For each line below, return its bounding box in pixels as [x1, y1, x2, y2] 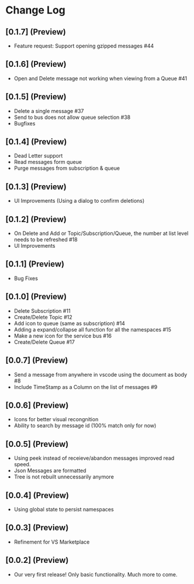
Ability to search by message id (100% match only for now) [13, 422, 157, 429]
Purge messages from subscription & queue [13, 165, 120, 172]
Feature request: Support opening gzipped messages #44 [13, 42, 154, 49]
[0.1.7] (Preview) [5, 27, 67, 37]
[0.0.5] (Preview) [5, 439, 69, 449]
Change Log [5, 4, 65, 17]
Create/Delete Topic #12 [13, 313, 72, 320]
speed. [13, 461, 31, 468]
